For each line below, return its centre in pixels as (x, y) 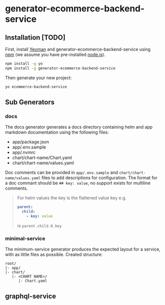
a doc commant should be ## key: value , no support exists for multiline (78, 183)
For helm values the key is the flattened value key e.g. (72, 198)
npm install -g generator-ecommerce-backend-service (60, 68)
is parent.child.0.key (39, 225)
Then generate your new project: (38, 78)
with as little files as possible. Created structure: (54, 254)
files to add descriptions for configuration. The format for (99, 178)
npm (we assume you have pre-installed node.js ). (55, 54)
